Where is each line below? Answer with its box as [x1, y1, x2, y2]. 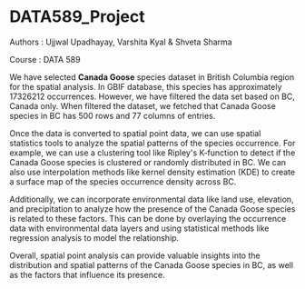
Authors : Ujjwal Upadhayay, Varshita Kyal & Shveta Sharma [9, 36, 233, 47]
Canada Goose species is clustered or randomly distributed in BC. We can [9, 156, 287, 167]
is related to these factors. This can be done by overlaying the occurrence [9, 213, 287, 224]
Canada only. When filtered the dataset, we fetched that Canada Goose [9, 100, 277, 111]
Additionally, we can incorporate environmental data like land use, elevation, [9, 194, 294, 204]
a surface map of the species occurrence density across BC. [9, 175, 237, 187]
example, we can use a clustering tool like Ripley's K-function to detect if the [9, 147, 296, 158]
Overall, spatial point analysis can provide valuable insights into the [9, 250, 261, 261]
